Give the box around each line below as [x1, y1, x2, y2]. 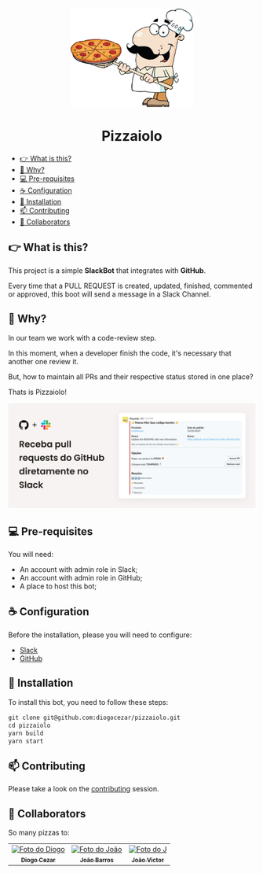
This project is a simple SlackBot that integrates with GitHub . [8, 265, 206, 275]
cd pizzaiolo [8, 721, 51, 729]
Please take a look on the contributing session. [8, 784, 159, 794]
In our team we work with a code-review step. [8, 333, 157, 342]
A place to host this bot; [19, 581, 97, 591]
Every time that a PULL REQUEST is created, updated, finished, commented [8, 281, 253, 290]
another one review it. [8, 356, 79, 366]
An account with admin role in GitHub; [19, 573, 143, 582]
